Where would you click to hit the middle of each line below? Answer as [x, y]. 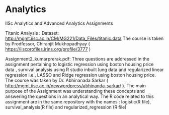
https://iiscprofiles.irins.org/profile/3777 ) [48, 49]
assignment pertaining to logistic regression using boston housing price [79, 64]
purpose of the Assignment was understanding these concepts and [75, 91]
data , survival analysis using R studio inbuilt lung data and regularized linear [84, 70]
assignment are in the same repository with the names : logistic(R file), [78, 101]
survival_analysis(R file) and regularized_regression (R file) [66, 107]
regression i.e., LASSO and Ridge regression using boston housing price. [80, 75]
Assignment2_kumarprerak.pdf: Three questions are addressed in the [77, 59]
